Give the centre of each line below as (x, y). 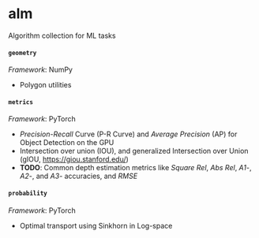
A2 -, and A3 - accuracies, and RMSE (79, 176)
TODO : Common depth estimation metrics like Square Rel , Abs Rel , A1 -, (135, 168)
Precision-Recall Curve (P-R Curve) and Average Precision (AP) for (128, 134)
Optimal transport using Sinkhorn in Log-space (96, 225)
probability (28, 193)
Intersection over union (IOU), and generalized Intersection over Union (134, 151)
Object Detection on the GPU (67, 143)
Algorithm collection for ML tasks (62, 35)
